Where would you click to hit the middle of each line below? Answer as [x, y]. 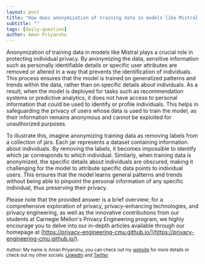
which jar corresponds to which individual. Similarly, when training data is [99, 155]
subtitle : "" [23, 23]
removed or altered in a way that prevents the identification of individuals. [99, 72]
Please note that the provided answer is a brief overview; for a [85, 200]
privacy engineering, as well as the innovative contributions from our [93, 213]
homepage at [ [25, 232]
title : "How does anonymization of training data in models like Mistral [102, 18]
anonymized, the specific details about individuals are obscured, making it [100, 162]
